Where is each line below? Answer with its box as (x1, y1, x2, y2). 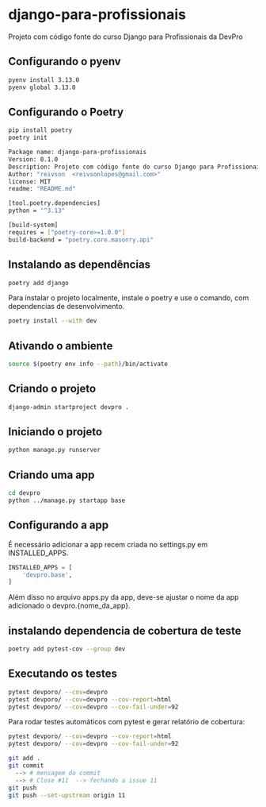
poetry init (8, 133, 47, 142)
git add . (8, 755, 41, 763)
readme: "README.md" (8, 185, 77, 193)
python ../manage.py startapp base (8, 496, 126, 504)
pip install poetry (8, 126, 73, 134)
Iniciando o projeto (8, 425, 103, 438)
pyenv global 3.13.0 (8, 83, 77, 91)
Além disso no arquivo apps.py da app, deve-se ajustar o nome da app (8, 593, 239, 602)
